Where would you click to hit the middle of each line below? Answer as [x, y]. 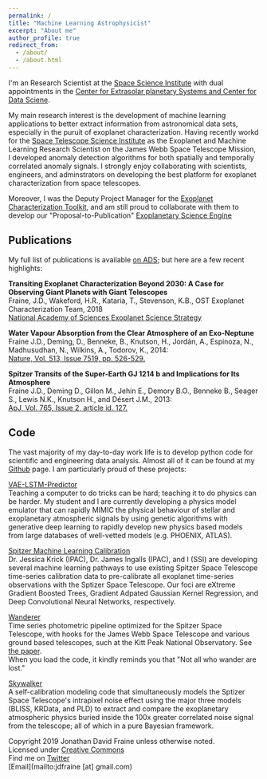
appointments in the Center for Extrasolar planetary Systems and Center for [132, 91]
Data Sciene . [29, 100]
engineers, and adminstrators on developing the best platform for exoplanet [132, 174]
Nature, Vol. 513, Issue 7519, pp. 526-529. [77, 358]
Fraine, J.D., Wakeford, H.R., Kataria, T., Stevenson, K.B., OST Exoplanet [126, 301]
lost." [17, 667]
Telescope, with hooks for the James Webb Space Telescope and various [129, 634]
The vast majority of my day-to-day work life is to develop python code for [131, 452]
